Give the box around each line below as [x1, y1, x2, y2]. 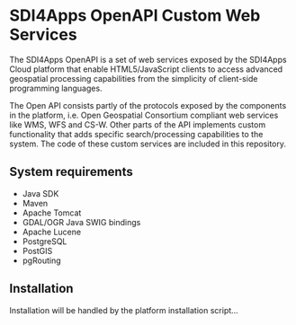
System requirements [9, 164, 133, 180]
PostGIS [22, 245, 53, 256]
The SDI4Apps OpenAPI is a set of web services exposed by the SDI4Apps [9, 54, 287, 65]
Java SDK [22, 188, 59, 198]
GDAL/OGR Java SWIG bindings [22, 216, 141, 227]
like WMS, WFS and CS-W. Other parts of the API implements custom [9, 119, 266, 130]
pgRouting [22, 255, 61, 266]
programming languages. [9, 83, 103, 93]
